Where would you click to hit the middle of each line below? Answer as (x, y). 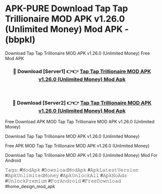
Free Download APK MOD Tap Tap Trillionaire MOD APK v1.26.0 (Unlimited (80, 121)
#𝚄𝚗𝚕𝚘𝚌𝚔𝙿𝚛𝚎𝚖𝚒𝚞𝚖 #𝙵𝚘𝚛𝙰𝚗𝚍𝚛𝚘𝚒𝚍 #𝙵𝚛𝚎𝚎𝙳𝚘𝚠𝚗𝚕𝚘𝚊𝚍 (63, 181)
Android (13, 160)
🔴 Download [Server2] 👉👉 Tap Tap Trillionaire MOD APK (82, 103)
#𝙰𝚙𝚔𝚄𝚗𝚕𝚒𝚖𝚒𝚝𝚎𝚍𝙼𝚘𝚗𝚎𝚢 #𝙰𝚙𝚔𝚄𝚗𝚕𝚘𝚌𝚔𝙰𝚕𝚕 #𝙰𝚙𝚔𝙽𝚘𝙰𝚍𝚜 (66, 175)
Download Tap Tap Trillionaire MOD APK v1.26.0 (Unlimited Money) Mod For (81, 155)
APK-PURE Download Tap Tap (67, 9)
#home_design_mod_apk (30, 186)
